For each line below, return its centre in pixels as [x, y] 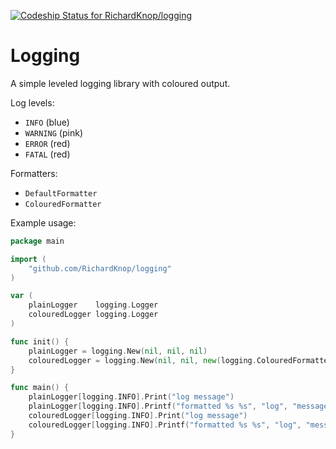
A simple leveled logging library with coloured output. [120, 83]
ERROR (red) [47, 143]
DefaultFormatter [61, 193]
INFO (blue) [47, 122]
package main [37, 241]
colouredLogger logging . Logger [93, 315]
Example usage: [43, 222]
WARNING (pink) [53, 132]
